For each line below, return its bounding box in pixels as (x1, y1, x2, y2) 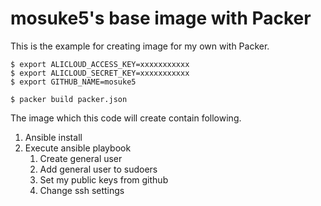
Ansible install (24, 131, 83, 143)
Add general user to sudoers (39, 163, 158, 175)
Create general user (39, 152, 123, 164)
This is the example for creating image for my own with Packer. (10, 40, 270, 52)
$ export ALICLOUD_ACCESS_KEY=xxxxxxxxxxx (10, 59, 190, 69)
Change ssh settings (39, 184, 125, 196)
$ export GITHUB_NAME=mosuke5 (10, 77, 137, 87)
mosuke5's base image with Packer (10, 7, 312, 30)
